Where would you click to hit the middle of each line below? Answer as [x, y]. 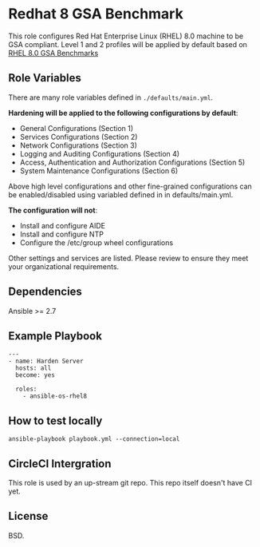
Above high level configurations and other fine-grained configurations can [130, 186]
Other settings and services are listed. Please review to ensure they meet [128, 258]
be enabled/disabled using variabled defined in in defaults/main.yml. [121, 194]
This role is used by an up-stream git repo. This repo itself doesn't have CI [130, 483]
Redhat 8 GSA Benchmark [96, 14]
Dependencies [45, 292]
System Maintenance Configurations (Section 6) [99, 170]
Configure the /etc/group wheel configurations [97, 242]
